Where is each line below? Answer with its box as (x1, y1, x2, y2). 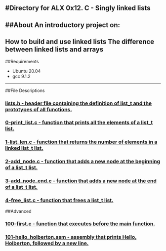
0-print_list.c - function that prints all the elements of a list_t (5, 119, 153, 126)
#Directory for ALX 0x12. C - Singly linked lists (5, 4, 151, 12)
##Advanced (5, 208, 32, 214)
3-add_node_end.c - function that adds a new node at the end (5, 177, 157, 184)
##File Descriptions (5, 87, 45, 93)
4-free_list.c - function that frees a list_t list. (5, 197, 114, 204)
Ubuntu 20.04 (12, 68, 41, 74)
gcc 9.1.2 (12, 73, 31, 79)
